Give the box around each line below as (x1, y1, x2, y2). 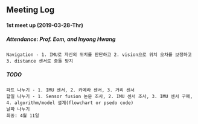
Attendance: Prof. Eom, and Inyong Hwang (6, 36, 116, 43)
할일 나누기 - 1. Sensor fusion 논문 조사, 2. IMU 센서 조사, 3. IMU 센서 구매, (6, 93, 193, 99)
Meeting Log (6, 5, 55, 15)
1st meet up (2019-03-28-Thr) (6, 21, 83, 29)
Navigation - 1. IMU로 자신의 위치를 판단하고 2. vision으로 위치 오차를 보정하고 (6, 51, 192, 58)
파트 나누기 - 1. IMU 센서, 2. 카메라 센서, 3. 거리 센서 (6, 87, 135, 93)
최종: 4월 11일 (6, 113, 39, 119)
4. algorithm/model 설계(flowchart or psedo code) (6, 99, 134, 106)
